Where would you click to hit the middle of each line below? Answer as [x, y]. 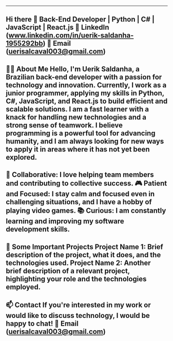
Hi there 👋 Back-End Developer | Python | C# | [80, 19]
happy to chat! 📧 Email [42, 323]
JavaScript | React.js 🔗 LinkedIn [57, 27]
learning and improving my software [65, 221]
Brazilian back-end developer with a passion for [84, 77]
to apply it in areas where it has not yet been [78, 149]
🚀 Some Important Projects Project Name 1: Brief [84, 247]
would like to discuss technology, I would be [78, 316]
